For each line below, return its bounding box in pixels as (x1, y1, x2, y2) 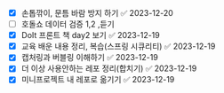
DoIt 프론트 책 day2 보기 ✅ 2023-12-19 (20, 30, 161, 41)
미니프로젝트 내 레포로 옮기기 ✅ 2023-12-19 (20, 74, 175, 85)
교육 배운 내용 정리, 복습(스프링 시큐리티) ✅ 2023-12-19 (20, 41, 216, 51)
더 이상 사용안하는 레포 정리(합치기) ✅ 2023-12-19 (20, 63, 197, 74)
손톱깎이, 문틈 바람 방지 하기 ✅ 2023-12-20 (20, 8, 174, 18)
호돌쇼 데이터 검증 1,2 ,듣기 (20, 19, 115, 29)
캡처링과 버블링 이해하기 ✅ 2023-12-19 (20, 52, 159, 63)
